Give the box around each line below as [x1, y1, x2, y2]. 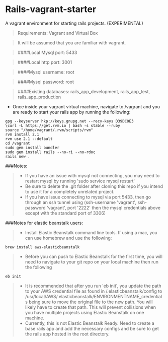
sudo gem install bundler [5, 145, 59, 150]
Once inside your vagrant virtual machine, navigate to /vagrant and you [12, 103, 160, 109]
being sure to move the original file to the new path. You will [28, 299, 153, 305]
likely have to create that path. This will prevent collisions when [25, 304, 156, 310]
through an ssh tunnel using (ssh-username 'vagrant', [25, 199, 137, 205]
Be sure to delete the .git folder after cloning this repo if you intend [25, 183, 163, 189]
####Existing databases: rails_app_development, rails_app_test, [17, 88, 150, 94]
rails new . [5, 154, 30, 159]
